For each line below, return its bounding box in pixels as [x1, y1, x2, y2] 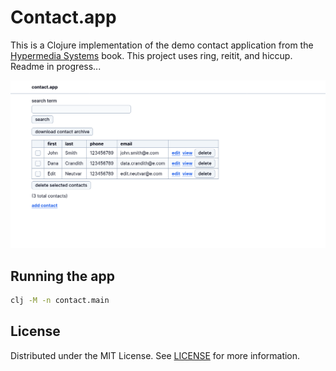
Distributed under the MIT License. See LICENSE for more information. [10, 349, 301, 361]
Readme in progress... [10, 60, 102, 72]
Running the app [10, 267, 115, 285]
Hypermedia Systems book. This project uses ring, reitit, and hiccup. [10, 49, 293, 61]
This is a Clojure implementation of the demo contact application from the [10, 39, 314, 51]
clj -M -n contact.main [10, 295, 110, 305]
